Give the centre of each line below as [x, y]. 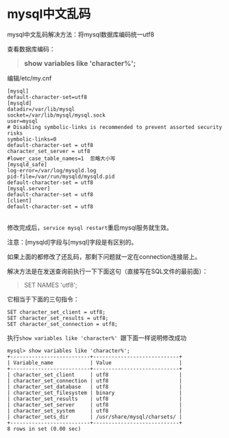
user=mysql [23, 121]
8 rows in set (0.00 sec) [44, 429]
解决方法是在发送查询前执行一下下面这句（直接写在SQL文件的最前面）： [108, 271]
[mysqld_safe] [27, 164]
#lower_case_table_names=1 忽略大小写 [61, 159]
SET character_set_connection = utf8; [62, 324]
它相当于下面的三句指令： [43, 299]
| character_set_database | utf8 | [95, 387]
